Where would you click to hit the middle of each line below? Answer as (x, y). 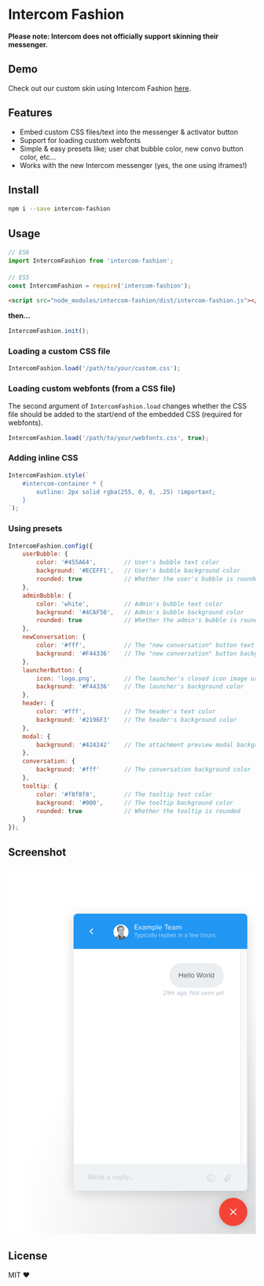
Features (30, 113)
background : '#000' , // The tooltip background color (135, 803)
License (28, 1256)
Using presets (35, 529)
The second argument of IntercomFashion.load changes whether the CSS (128, 405)
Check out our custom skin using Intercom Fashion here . (99, 88)
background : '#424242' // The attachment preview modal (135, 745)
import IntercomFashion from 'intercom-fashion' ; (91, 261)
